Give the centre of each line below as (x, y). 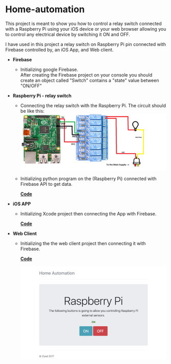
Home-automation (45, 9)
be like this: (32, 111)
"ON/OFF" (31, 86)
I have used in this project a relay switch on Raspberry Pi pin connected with (86, 44)
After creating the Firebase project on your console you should (86, 75)
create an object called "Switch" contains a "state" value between (90, 80)
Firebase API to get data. (46, 184)
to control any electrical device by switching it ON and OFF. (68, 34)
